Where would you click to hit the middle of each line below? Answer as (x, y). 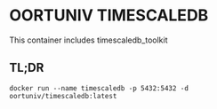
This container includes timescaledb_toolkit (88, 40)
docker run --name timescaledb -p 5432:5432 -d (99, 88)
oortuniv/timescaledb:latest (63, 96)
